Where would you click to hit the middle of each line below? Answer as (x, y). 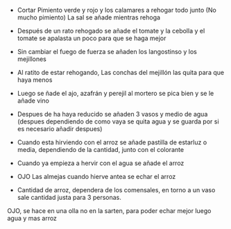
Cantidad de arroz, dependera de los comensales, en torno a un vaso (116, 190)
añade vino (33, 101)
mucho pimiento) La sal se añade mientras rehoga (89, 17)
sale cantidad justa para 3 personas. (69, 197)
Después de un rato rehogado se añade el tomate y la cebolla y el (111, 31)
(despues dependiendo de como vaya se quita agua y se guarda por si (118, 121)
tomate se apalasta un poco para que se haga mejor (92, 38)
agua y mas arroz (32, 218)
